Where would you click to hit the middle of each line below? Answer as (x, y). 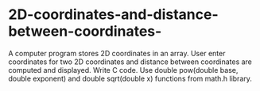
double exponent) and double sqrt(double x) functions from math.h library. (130, 78)
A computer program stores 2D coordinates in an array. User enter (117, 53)
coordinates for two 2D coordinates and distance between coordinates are (130, 62)
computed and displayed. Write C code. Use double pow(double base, (123, 70)
